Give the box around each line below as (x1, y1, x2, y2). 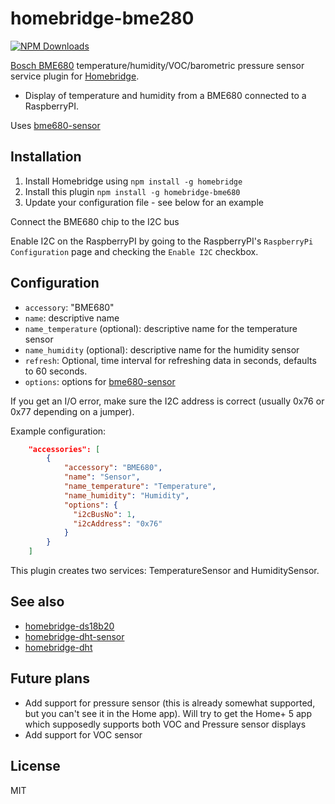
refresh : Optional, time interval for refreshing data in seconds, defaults (24, 354, 317, 366)
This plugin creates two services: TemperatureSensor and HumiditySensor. (10, 565, 320, 577)
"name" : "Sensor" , (63, 472, 141, 482)
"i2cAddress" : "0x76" (73, 518, 163, 529)
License (10, 758, 61, 775)
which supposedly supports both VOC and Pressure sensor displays (24, 718, 307, 730)
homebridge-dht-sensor (24, 630, 125, 642)
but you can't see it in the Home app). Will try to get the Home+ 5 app (24, 707, 313, 719)
